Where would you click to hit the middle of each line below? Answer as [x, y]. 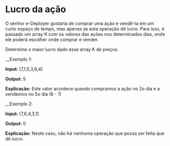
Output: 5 [16, 79]
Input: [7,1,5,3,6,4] [24, 69]
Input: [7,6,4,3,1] [22, 114]
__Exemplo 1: [19, 59]
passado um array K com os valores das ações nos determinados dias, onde [85, 34]
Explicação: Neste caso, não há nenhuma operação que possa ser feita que [85, 133]
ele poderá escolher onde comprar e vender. [52, 40]
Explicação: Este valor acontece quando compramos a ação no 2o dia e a [82, 88]
